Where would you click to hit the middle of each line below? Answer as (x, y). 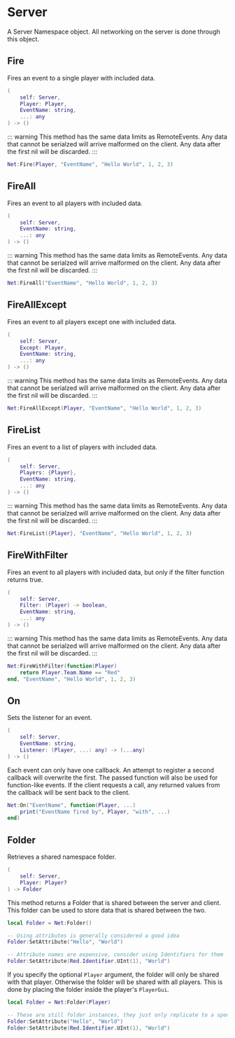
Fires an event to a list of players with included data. (82, 447)
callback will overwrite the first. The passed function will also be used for (113, 777)
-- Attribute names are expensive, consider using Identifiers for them (115, 955)
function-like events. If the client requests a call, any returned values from (114, 784)
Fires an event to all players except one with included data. (92, 321)
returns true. (25, 579)
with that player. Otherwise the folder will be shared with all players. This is (115, 982)
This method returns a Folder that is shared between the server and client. (114, 902)
